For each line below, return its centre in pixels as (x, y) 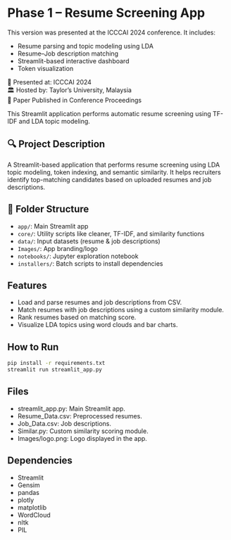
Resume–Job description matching (68, 53)
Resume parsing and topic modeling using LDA (85, 46)
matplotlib (32, 507)
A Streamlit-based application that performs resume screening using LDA (114, 165)
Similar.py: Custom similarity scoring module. (83, 431)
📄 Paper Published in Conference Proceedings (75, 100)
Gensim (29, 485)
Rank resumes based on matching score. (77, 317)
